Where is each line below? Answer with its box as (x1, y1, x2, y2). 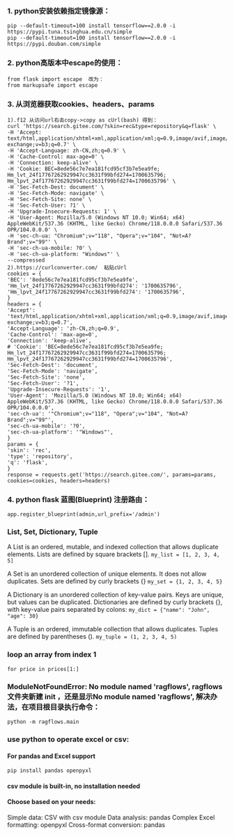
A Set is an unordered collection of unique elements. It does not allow (7, 569, 207, 578)
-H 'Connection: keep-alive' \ (7, 159, 98, 166)
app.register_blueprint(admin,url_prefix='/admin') (7, 511, 160, 518)
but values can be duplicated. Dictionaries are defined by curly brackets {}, (7, 598, 223, 606)
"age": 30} (7, 613, 39, 620)
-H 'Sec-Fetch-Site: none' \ (7, 196, 92, 203)
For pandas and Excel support (7, 752, 96, 760)
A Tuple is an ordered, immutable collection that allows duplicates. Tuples (7, 625, 219, 633)
